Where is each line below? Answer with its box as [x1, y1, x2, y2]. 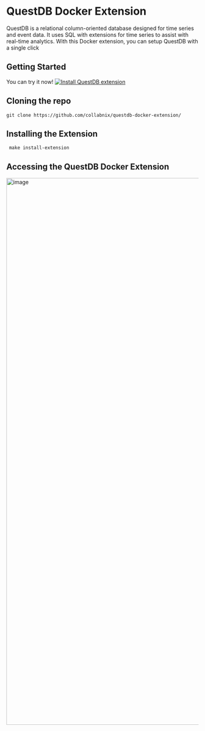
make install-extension [9, 145, 70, 151]
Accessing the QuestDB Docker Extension [6, 161, 170, 172]
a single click [6, 44, 40, 51]
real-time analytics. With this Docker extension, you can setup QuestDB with [6, 37, 198, 45]
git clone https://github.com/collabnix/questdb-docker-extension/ [6, 112, 182, 118]
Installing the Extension [6, 129, 98, 139]
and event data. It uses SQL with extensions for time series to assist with [6, 31, 189, 38]
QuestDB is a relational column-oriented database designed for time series [6, 24, 194, 32]
